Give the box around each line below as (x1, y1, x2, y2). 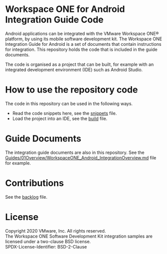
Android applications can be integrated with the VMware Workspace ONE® (5, 30, 159, 36)
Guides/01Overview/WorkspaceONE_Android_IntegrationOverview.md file (5, 154, 157, 160)
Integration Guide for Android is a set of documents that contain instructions (5, 41, 162, 47)
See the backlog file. (5, 194, 47, 200)
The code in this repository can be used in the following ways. (5, 101, 133, 107)
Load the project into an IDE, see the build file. (12, 116, 108, 122)
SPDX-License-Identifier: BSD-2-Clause (5, 244, 87, 250)
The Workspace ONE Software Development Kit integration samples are (5, 233, 153, 239)
